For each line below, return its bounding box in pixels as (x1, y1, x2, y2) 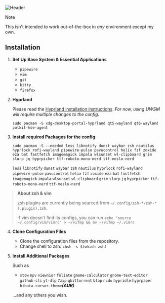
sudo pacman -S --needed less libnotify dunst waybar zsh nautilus (12, 143, 154, 148)
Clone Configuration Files (12, 228, 66, 234)
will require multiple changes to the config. (12, 111, 100, 117)
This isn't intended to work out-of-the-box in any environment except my (5, 24, 154, 30)
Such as (12, 262, 29, 268)
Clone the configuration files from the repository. (19, 238, 120, 244)
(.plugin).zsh (17, 206, 46, 211)
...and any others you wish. (12, 292, 68, 298)
